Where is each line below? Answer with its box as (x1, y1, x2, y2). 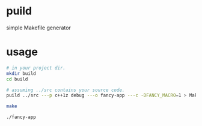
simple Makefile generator (6, 24, 71, 31)
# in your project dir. (6, 65, 66, 71)
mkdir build (6, 70, 36, 76)
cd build (6, 76, 28, 82)
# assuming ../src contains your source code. (6, 87, 125, 93)
